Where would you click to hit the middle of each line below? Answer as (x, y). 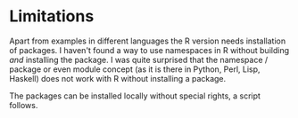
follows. (24, 105)
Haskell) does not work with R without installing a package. (118, 78)
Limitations (52, 16)
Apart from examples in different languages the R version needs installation (148, 41)
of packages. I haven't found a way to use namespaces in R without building (149, 50)
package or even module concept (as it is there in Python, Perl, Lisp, (135, 69)
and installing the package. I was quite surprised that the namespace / (139, 59)
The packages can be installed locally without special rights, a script (135, 96)
